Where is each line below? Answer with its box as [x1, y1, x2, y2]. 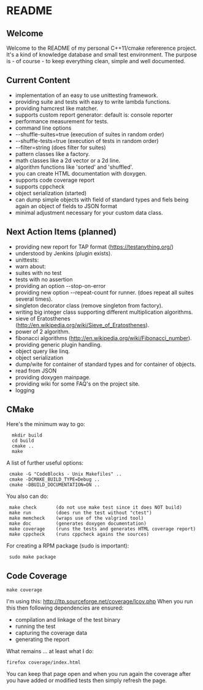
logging [15, 386, 35, 393]
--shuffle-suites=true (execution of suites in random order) [15, 130, 164, 138]
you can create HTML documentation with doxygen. [15, 169, 147, 177]
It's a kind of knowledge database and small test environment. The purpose [6, 51, 197, 58]
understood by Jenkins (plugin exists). [15, 249, 112, 257]
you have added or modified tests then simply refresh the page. [6, 676, 167, 684]
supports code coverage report [15, 176, 95, 184]
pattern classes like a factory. [15, 150, 90, 157]
